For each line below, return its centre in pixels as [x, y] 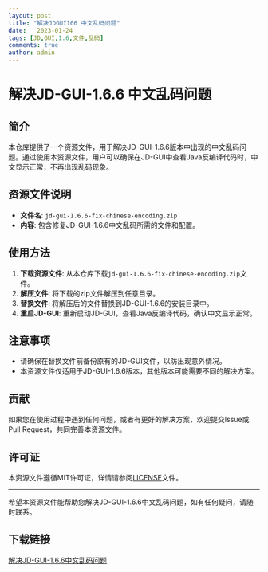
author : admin [32, 53]
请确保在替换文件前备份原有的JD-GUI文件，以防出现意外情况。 [123, 361]
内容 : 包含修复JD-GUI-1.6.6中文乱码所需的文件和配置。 [110, 225]
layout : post [30, 16]
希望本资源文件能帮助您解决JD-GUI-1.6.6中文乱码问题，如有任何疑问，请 [128, 502]
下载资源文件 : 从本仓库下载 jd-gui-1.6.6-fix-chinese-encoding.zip [130, 273]
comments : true [33, 45]
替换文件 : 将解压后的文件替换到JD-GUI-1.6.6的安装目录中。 [116, 303]
